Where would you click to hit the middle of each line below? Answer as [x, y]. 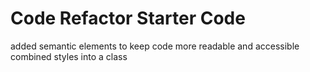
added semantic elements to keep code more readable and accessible [155, 46]
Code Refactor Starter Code [128, 18]
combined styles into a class [69, 56]
